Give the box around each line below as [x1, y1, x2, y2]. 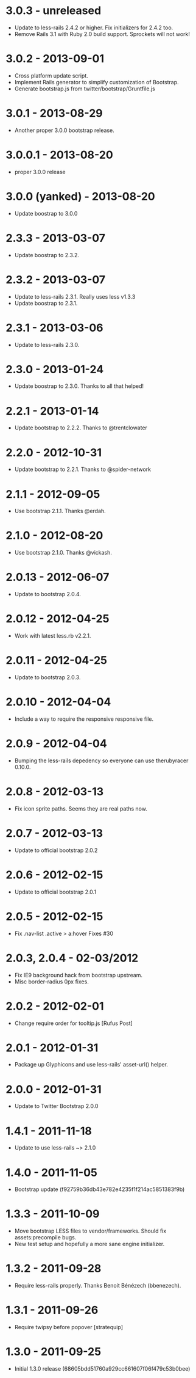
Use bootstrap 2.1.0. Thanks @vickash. [14, 549, 112, 556]
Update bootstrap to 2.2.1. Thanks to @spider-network [14, 465, 152, 473]
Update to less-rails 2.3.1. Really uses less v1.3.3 [14, 293, 136, 300]
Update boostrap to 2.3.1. [14, 299, 78, 307]
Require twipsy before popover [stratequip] [14, 1324, 123, 1331]
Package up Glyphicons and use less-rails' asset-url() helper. [14, 1061, 169, 1068]
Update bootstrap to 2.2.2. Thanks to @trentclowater [14, 424, 147, 431]
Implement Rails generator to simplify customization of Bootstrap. [14, 78, 179, 86]
